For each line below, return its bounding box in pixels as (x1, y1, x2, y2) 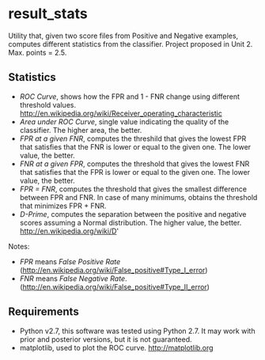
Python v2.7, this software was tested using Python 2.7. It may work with (19, 326, 256, 335)
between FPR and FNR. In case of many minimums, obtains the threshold (19, 192, 258, 202)
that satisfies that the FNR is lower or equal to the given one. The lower (19, 142, 252, 151)
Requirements (8, 305, 79, 319)
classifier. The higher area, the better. (19, 125, 142, 135)
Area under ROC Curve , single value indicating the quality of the (19, 116, 229, 127)
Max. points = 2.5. (8, 47, 67, 57)
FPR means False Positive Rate (19, 256, 121, 266)
